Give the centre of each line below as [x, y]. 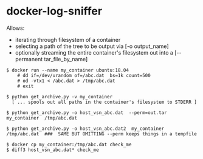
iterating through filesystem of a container [68, 39]
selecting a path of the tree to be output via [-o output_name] [92, 46]
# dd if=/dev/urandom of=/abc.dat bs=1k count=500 [84, 75]
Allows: [15, 28]
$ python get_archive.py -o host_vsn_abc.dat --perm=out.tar [87, 113]
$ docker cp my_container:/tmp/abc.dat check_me [69, 144]
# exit [26, 86]
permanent [29, 59]
